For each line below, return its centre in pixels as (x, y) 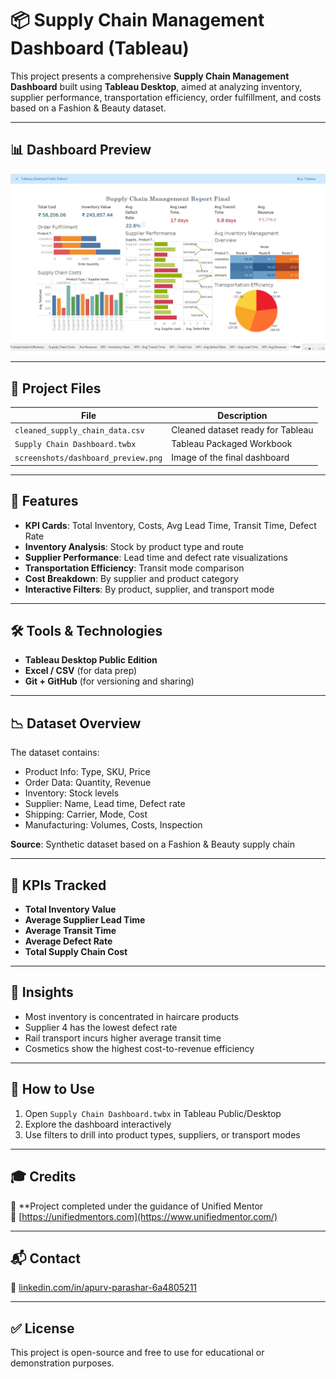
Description (242, 415)
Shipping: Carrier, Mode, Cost (86, 814)
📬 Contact (45, 1258)
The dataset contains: (55, 753)
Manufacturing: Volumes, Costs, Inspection (113, 825)
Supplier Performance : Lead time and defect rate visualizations (156, 557)
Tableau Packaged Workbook (232, 444)
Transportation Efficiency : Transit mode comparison (134, 568)
